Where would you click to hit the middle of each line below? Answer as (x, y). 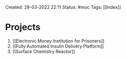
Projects (23, 27)
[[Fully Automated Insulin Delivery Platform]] (58, 46)
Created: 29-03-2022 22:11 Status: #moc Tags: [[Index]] (63, 7)
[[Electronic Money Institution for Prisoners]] (58, 41)
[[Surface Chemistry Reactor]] (43, 51)
